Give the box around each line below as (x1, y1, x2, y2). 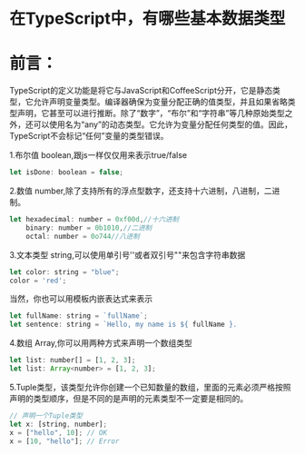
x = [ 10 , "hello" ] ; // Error (9, 437, 120, 446)
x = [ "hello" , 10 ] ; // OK (9, 428, 107, 437)
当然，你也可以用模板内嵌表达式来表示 (9, 293, 152, 304)
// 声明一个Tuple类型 (9, 410, 84, 420)
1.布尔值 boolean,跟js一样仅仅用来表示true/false (9, 150, 188, 161)
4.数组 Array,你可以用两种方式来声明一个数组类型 (9, 338, 192, 349)
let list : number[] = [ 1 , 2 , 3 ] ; (9, 356, 136, 365)
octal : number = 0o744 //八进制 (25, 232, 141, 241)
